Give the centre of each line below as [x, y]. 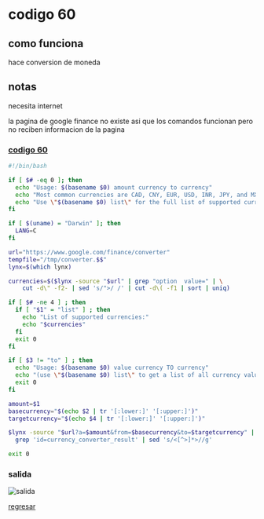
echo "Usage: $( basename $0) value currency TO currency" [112, 368]
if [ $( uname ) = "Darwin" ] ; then [65, 224]
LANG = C [26, 231]
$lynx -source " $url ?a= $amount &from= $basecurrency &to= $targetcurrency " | [132, 433]
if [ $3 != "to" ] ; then [50, 360]
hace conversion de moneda [54, 62]
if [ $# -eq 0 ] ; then [45, 180]
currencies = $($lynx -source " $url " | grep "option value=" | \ [115, 281]
